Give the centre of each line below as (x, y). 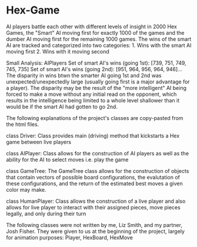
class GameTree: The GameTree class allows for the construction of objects (98, 171)
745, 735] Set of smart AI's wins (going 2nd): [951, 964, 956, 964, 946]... (94, 69)
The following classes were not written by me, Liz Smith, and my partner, (94, 225)
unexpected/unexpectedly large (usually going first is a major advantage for (98, 81)
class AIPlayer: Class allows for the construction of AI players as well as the (98, 153)
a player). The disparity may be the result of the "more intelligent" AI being (96, 88)
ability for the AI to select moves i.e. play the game (67, 159)
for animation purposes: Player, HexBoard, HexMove (70, 237)
